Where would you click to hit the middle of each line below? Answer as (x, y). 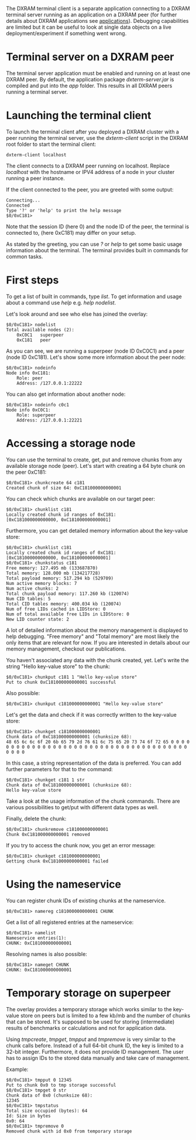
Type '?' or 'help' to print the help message (64, 210)
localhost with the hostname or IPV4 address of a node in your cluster (90, 172)
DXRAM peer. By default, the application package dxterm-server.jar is (90, 79)
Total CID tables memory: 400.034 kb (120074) (64, 604)
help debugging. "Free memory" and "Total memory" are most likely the (93, 636)
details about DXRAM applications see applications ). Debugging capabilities (97, 21)
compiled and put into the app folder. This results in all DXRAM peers (89, 85)
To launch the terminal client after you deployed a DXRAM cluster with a (93, 132)
